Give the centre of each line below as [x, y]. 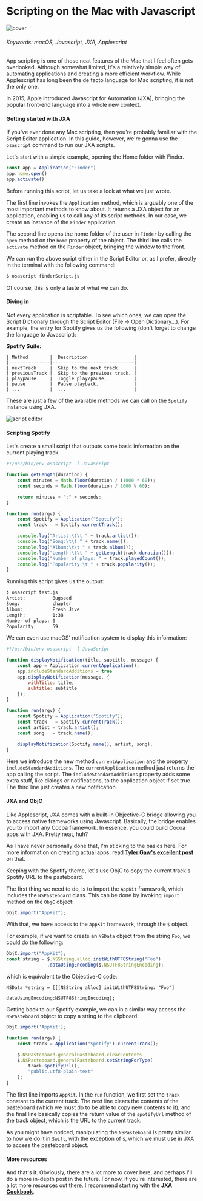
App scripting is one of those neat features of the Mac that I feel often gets [100, 61]
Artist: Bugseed [39, 598]
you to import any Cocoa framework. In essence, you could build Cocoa [96, 827]
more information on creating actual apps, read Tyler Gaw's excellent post [100, 852]
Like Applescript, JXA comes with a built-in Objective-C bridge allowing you [101, 815]
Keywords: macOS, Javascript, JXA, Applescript [67, 42]
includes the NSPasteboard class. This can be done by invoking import [93, 895]
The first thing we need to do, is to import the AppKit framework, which [95, 889]
